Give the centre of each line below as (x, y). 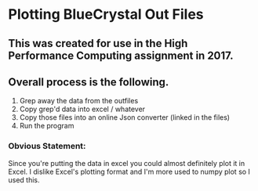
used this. (24, 180)
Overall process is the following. (89, 82)
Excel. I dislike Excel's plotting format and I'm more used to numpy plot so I (129, 171)
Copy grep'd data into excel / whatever (82, 109)
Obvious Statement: (47, 146)
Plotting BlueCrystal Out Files (106, 14)
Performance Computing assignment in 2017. (121, 55)
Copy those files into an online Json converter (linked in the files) (124, 117)
